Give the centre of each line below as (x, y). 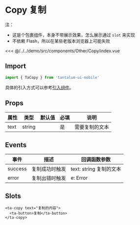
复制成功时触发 (49, 169)
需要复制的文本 (92, 127)
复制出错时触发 (49, 178)
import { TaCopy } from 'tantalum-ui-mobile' (52, 77)
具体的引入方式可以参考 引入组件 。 (39, 87)
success (17, 169)
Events (16, 145)
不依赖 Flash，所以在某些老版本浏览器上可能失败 (61, 41)
